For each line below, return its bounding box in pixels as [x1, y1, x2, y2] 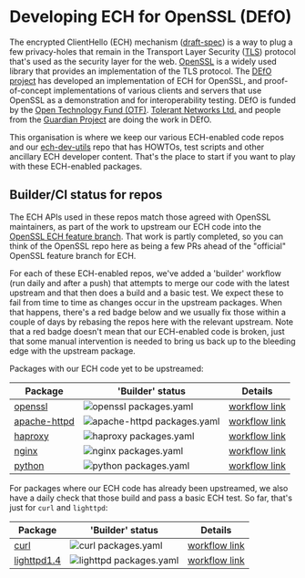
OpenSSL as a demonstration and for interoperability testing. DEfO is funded [9, 94, 296, 106]
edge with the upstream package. [9, 345, 137, 356]
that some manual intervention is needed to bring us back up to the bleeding [9, 335, 296, 346]
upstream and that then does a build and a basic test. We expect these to [9, 287, 284, 298]
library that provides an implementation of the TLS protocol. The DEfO [9, 66, 272, 77]
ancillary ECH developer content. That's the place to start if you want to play [9, 150, 296, 161]
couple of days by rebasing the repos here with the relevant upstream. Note [9, 316, 294, 327]
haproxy [14, 429, 49, 442]
